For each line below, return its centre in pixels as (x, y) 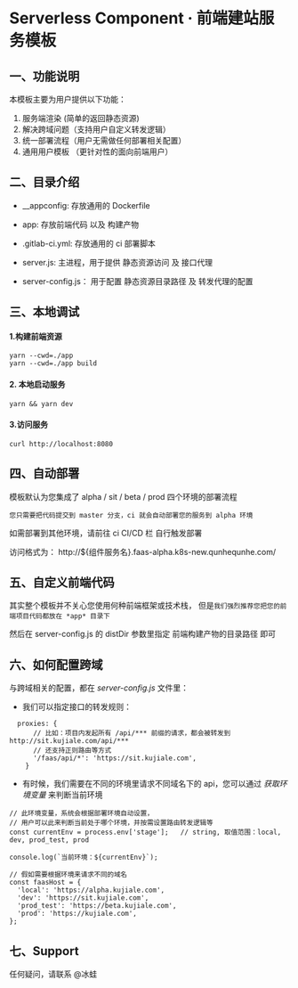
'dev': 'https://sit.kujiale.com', (83, 898)
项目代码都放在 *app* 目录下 (63, 616)
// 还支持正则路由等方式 (72, 751)
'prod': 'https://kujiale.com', (77, 914)
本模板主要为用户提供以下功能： (68, 99)
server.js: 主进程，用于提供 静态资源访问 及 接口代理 (117, 262)
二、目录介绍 (44, 182)
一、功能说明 (44, 76)
